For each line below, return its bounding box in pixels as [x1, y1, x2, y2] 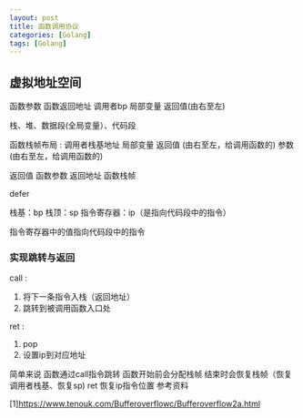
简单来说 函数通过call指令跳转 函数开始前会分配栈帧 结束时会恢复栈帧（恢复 [9, 369, 293, 380]
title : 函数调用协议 [9, 22, 79, 31]
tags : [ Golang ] [9, 38, 67, 48]
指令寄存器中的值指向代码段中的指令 [9, 227, 146, 238]
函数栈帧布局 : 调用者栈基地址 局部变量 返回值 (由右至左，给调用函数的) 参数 [9, 139, 294, 150]
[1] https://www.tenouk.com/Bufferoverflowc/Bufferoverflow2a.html [9, 398, 261, 410]
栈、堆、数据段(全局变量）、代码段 [9, 120, 136, 131]
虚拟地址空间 [9, 75, 82, 90]
